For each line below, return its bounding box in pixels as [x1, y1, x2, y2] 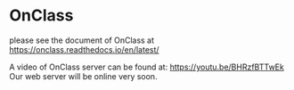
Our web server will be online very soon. [9, 70, 158, 81]
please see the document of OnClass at [9, 35, 154, 45]
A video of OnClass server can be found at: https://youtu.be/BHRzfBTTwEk [9, 61, 285, 72]
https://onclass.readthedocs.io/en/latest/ [9, 44, 159, 54]
